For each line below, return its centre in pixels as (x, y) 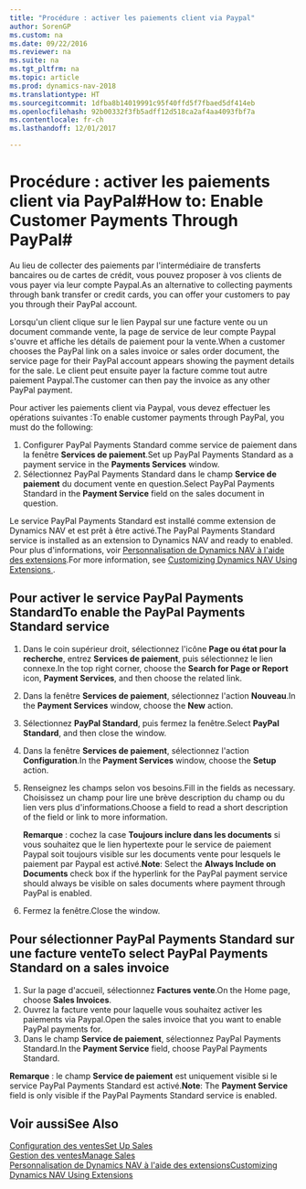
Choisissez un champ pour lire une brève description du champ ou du (154, 798)
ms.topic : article (44, 78)
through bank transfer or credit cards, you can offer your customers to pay (150, 295)
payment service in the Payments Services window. (121, 464)
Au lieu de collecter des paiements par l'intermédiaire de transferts (135, 265)
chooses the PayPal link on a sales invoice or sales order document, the (145, 351)
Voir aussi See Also (64, 1124)
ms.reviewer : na (40, 52)
